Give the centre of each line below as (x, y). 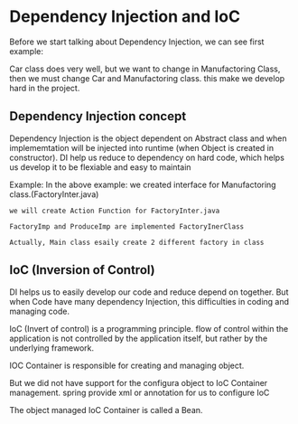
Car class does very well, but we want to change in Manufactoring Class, (145, 69)
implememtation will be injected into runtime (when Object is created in (141, 147)
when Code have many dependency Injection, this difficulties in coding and (149, 301)
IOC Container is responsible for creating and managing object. (127, 365)
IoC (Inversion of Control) (82, 270)
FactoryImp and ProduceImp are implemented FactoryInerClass (127, 226)
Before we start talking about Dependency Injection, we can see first (137, 42)
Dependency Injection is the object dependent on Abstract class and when (148, 138)
